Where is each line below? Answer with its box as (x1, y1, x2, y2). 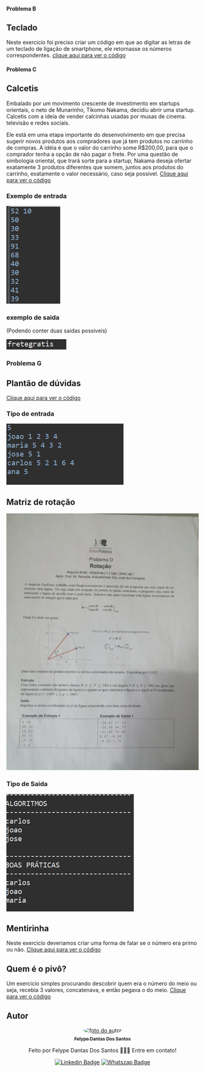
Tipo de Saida (6, 780, 48, 788)
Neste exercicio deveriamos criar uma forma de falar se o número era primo (6, 939, 197, 947)
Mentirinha (6, 923, 49, 933)
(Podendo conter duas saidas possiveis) (6, 327, 107, 334)
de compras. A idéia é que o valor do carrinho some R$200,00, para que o (6, 144, 193, 151)
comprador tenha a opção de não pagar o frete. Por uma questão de (6, 150, 179, 158)
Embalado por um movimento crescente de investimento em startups (6, 100, 180, 107)
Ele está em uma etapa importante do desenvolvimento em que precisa (6, 131, 185, 138)
